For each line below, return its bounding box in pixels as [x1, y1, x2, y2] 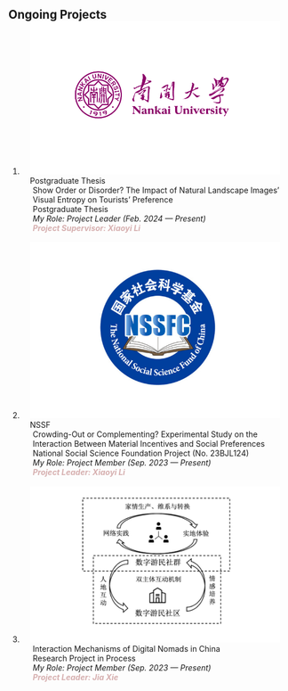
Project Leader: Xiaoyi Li [32, 467, 125, 478]
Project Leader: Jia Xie [32, 672, 119, 683]
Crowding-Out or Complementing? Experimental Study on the [32, 429, 259, 440]
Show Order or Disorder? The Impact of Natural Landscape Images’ [32, 185, 280, 196]
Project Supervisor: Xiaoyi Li [32, 223, 141, 234]
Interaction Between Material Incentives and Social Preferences [32, 439, 266, 449]
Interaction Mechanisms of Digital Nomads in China [32, 644, 221, 654]
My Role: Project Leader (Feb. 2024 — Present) [32, 213, 206, 224]
